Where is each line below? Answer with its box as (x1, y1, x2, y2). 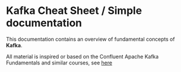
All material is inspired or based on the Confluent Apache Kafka (6, 53, 159, 60)
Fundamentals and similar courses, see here (6, 59, 113, 66)
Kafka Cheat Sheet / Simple (6, 4, 142, 17)
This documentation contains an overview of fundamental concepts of (6, 35, 175, 42)
